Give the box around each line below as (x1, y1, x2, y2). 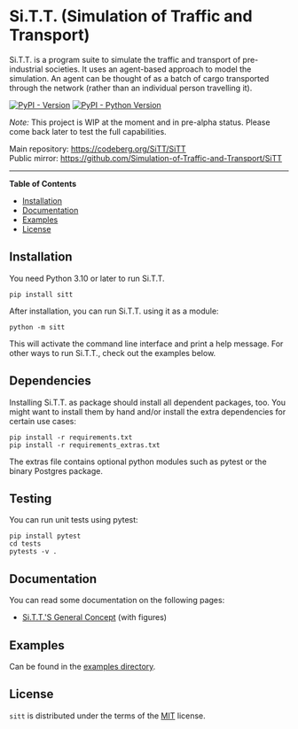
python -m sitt (9, 322, 66, 331)
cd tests (9, 539, 42, 548)
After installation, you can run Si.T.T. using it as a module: (9, 306, 219, 316)
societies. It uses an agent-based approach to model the (44, 64, 252, 74)
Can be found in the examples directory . (9, 662, 156, 671)
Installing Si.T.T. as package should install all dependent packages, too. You (9, 397, 286, 407)
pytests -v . (9, 547, 58, 556)
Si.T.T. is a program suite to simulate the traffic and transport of (9, 54, 241, 65)
